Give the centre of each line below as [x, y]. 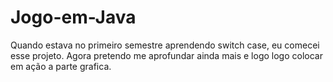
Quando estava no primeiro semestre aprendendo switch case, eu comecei [165, 45]
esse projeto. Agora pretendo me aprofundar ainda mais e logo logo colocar [166, 55]
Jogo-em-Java [73, 17]
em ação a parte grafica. [61, 66]
